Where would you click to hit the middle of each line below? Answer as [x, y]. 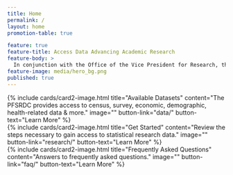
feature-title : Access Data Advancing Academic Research [91, 52]
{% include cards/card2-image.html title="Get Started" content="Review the [116, 127]
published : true [31, 78]
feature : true [28, 46]
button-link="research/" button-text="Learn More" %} [85, 142]
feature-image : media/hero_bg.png [57, 71]
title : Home [24, 14]
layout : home [26, 26]
